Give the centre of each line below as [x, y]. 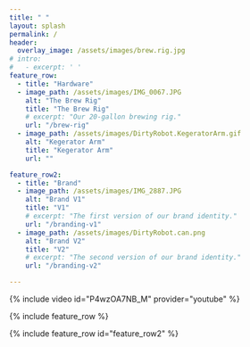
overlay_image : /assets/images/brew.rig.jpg [101, 51]
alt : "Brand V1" [56, 200]
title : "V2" [47, 249]
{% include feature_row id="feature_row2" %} [94, 334]
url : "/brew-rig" [58, 126]
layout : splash [37, 26]
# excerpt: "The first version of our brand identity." [132, 216]
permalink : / [33, 34]
